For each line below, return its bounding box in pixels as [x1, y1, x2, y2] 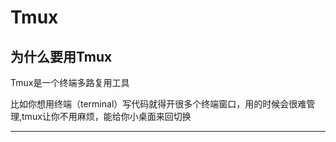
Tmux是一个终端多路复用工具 [10, 77, 130, 88]
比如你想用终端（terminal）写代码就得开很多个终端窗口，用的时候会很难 [10, 98, 307, 110]
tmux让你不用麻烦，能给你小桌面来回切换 [21, 111, 192, 122]
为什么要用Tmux [10, 48, 113, 65]
